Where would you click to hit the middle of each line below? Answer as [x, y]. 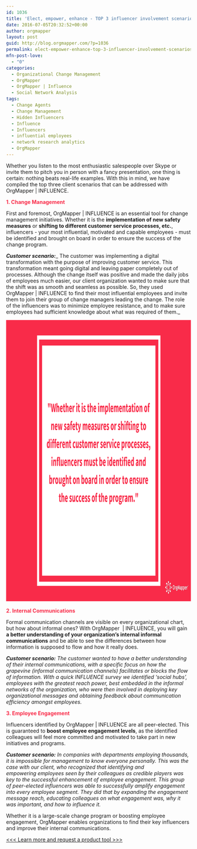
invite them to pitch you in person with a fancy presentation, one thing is [93, 172]
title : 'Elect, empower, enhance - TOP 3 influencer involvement [87, 18]
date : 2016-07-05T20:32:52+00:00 [47, 25]
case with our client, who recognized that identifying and [75, 767]
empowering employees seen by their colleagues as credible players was [95, 773]
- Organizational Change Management [56, 74]
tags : [13, 99]
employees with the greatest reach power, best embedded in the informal [95, 683]
